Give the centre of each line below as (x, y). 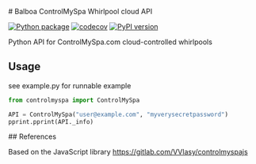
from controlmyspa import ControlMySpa (74, 100)
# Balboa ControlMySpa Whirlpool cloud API (80, 11)
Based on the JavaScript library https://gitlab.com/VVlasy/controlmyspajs (128, 152)
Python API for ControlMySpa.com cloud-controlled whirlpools (110, 42)
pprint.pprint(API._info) (51, 121)
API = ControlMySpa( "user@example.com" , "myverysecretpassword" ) (118, 114)
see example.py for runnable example (70, 85)
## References (32, 136)
